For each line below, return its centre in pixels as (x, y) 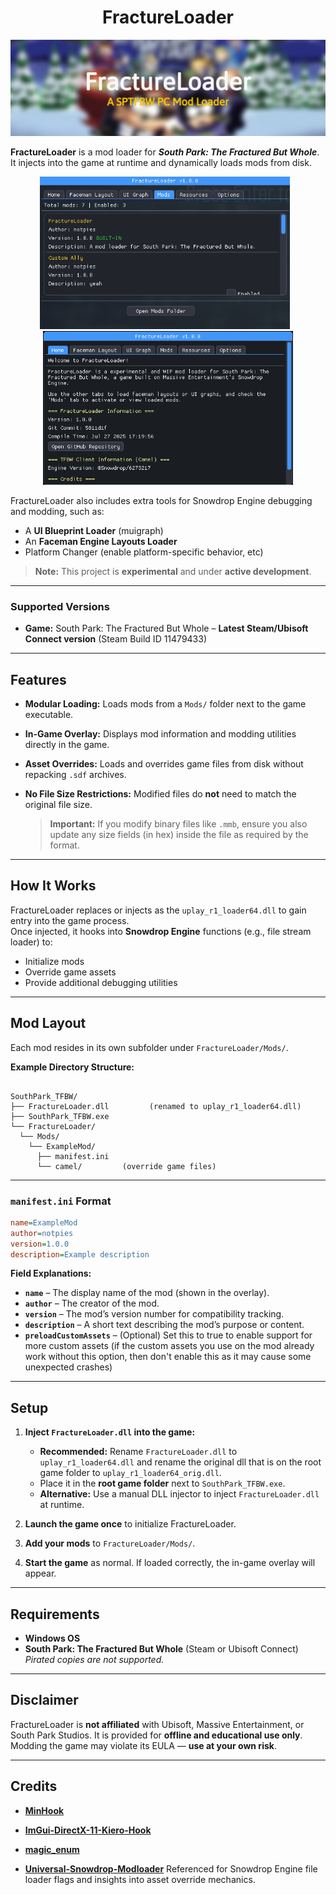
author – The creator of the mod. (92, 1303)
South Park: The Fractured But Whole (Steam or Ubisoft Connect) (161, 1649)
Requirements (55, 1614)
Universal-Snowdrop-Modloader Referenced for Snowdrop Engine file (171, 1868)
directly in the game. (67, 744)
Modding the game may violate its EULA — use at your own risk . (143, 1745)
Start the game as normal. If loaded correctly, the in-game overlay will (170, 1563)
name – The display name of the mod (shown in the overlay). (147, 1293)
